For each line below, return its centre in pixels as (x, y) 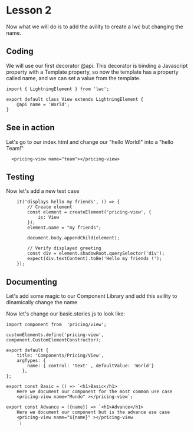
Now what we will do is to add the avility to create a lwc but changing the (95, 27)
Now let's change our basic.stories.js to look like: (66, 314)
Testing (20, 177)
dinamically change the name (42, 302)
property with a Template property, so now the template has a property (92, 72)
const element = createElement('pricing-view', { (89, 212)
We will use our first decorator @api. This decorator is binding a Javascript (97, 65)
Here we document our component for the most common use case (95, 392)
